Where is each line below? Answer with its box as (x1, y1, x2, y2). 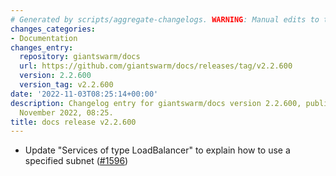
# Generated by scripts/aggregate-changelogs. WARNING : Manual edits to (10, 14, 320, 25)
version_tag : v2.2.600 (19, 80, 114, 90)
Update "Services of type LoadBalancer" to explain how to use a (24, 144, 291, 156)
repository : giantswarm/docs (19, 52, 141, 62)
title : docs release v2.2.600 (10, 117, 137, 127)
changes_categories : (10, 24, 97, 34)
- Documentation (10, 33, 78, 43)
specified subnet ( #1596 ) (24, 155, 129, 167)
